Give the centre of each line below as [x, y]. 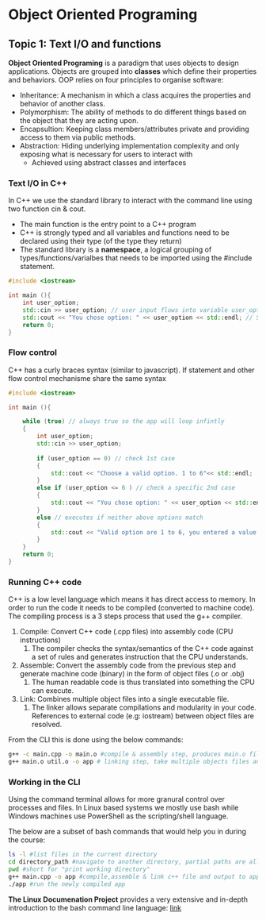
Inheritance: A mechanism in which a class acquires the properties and [135, 95]
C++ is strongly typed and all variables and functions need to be [124, 233]
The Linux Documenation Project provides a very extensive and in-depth [128, 899]
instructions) [40, 640]
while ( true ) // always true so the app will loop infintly [123, 422]
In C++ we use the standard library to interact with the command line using [130, 201]
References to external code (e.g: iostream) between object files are [143, 716]
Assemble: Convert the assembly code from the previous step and [127, 665]
